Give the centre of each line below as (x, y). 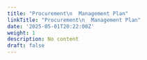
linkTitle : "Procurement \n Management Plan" (74, 20)
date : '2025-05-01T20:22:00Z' (51, 26)
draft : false (26, 46)
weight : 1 (21, 33)
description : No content (43, 39)
